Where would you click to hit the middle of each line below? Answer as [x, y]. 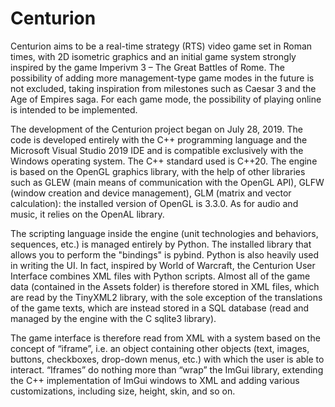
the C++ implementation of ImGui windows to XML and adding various [155, 380]
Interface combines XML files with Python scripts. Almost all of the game [160, 276]
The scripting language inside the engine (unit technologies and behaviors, [164, 233]
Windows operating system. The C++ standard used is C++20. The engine [164, 161]
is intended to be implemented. [74, 109]
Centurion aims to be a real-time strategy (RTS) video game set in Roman [161, 46]
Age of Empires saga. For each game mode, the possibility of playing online [166, 99]
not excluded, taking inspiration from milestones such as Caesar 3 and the [163, 88]
